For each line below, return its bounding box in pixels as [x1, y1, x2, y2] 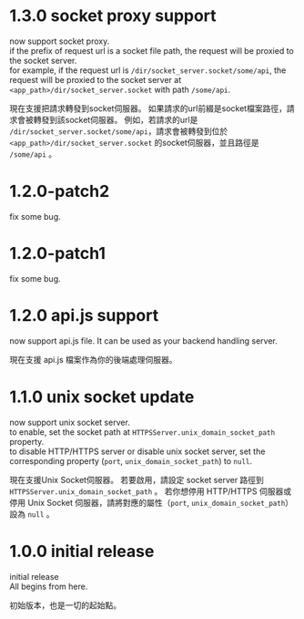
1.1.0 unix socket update [9, 387, 195, 407]
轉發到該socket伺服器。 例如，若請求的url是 [33, 114, 198, 125]
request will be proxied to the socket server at [9, 74, 182, 85]
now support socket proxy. [9, 36, 110, 46]
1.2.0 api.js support [9, 305, 159, 325]
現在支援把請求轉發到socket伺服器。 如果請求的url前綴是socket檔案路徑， [9, 102, 287, 114]
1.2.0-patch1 [9, 243, 106, 264]
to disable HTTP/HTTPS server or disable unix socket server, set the [9, 446, 266, 457]
